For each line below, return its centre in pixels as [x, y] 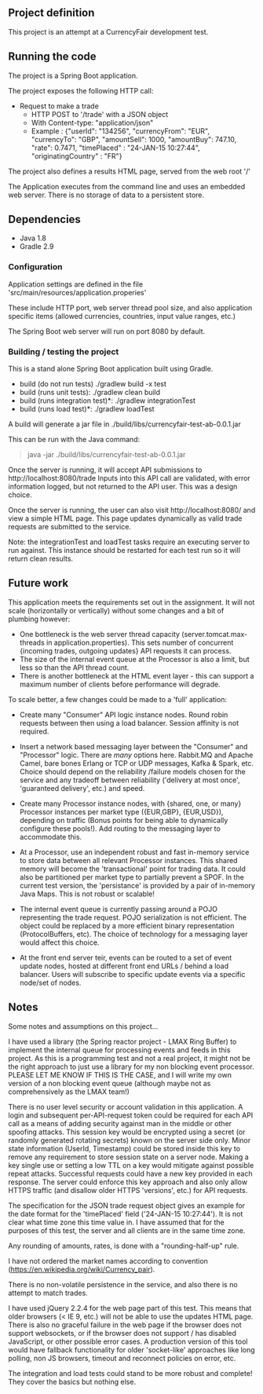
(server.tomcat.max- [215, 634]
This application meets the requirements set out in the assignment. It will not [131, 602]
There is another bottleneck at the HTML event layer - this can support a [137, 675]
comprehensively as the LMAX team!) [69, 1092]
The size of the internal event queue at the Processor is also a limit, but [134, 659]
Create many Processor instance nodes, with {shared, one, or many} [130, 803]
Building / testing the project [64, 351]
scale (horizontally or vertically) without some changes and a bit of [116, 610]
